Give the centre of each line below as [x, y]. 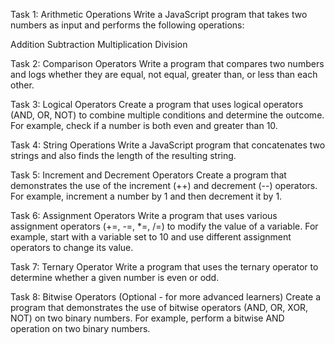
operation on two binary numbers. [80, 328]
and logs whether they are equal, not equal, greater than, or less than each [164, 74]
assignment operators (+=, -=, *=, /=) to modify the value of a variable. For [164, 226]
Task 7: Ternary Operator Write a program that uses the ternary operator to [164, 267]
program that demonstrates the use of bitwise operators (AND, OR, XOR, [159, 307]
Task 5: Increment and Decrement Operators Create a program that [148, 175]
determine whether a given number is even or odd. [115, 277]
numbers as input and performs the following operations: [127, 25]
